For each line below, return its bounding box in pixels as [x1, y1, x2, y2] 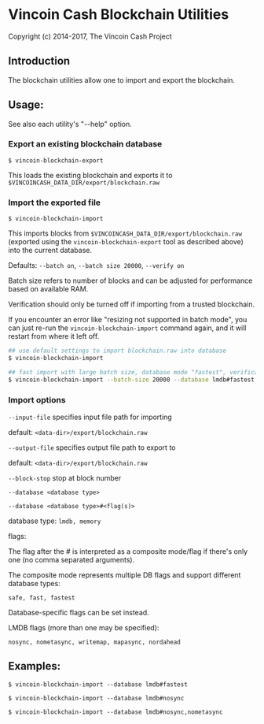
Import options [8, 394, 66, 405]
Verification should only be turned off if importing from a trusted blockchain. [8, 299, 255, 309]
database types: [8, 578, 60, 588]
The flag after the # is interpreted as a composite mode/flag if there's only [8, 546, 248, 556]
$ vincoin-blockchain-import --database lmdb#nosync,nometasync [8, 707, 223, 716]
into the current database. [8, 246, 93, 255]
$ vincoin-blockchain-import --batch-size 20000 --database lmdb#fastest [8, 376, 255, 384]
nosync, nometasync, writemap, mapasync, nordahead [8, 638, 181, 646]
